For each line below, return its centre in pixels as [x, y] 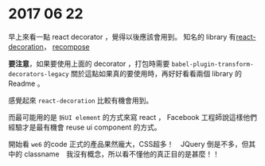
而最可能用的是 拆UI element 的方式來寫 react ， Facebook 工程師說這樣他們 [132, 117]
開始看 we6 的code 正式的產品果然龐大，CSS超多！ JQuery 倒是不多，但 [129, 144]
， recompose [66, 46]
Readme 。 [26, 83]
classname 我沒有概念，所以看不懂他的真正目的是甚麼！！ [122, 154]
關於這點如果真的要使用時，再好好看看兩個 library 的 [156, 73]
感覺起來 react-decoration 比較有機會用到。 [81, 100]
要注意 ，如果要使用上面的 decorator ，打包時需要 [89, 64]
